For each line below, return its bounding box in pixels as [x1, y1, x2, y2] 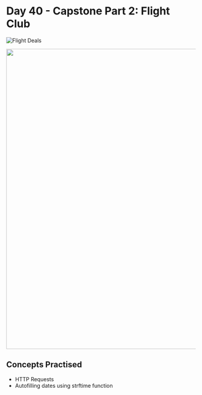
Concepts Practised [6, 360, 82, 370]
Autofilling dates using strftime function [14, 382, 113, 389]
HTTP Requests [14, 375, 54, 382]
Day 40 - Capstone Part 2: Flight [6, 4, 170, 18]
